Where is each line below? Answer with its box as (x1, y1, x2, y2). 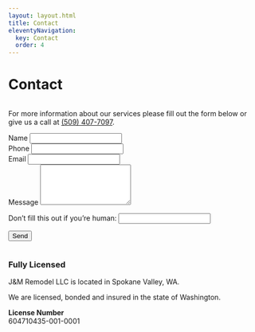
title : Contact (8, 19, 59, 27)
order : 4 (15, 41, 45, 49)
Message (8, 197, 39, 207)
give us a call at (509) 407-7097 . (8, 117, 115, 127)
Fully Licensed (8, 259, 66, 270)
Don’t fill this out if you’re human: (8, 213, 117, 223)
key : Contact (15, 33, 59, 42)
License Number (8, 308, 65, 318)
